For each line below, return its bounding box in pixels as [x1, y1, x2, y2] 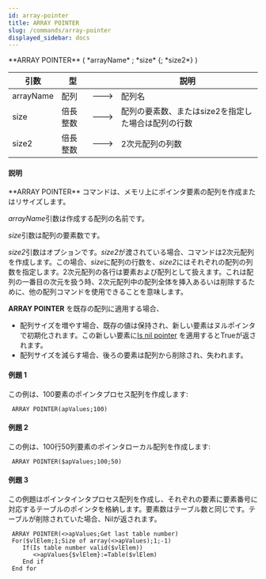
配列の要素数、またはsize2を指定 [121, 106, 245, 117]
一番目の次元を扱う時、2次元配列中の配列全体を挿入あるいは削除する [21, 277, 249, 287]
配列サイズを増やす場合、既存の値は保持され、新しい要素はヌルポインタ [19, 321, 256, 330]
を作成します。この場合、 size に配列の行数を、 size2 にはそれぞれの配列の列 [8, 257, 253, 267]
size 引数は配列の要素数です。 [8, 230, 104, 240]
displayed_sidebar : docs [8, 33, 90, 42]
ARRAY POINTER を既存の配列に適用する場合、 [8, 304, 164, 314]
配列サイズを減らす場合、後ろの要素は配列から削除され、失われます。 [19, 350, 248, 360]
